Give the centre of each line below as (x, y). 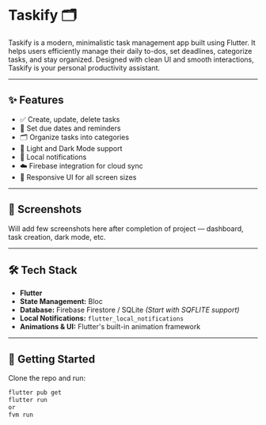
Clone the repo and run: (47, 378)
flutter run (28, 400)
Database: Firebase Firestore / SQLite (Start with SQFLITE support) (129, 310)
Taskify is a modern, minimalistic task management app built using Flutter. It (132, 42)
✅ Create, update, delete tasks (70, 119)
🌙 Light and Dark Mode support (71, 148)
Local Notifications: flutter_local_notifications (102, 318)
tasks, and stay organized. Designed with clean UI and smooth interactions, (131, 59)
